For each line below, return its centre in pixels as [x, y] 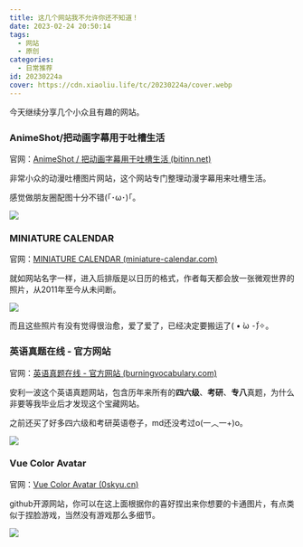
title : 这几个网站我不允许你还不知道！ [74, 18]
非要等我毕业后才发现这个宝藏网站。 [77, 403]
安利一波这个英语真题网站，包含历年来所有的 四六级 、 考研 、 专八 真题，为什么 [152, 392]
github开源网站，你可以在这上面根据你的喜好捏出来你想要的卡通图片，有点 [148, 504]
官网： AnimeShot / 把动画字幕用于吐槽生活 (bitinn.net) [110, 158]
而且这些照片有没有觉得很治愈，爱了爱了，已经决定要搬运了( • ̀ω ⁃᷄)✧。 [142, 325]
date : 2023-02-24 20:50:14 [60, 26]
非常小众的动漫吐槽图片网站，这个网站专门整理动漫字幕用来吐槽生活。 [140, 178]
